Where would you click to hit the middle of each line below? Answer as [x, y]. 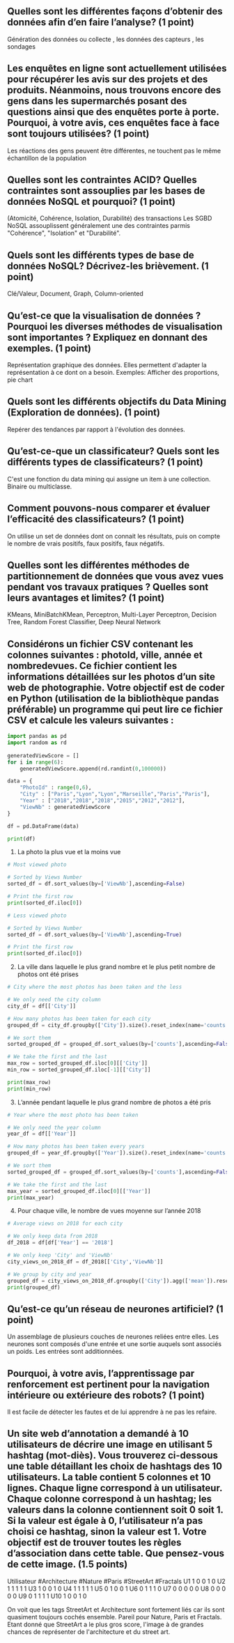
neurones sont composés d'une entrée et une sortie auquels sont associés [114, 1344]
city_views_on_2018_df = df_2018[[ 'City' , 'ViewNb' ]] [85, 1262]
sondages [22, 46]
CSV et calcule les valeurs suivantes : [91, 720]
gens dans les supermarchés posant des [97, 101]
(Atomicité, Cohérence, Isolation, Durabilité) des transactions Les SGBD [110, 218]
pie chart [20, 380]
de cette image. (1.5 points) [68, 1565]
